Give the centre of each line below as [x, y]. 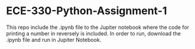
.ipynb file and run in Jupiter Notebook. [54, 40]
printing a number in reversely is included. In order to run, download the [94, 33]
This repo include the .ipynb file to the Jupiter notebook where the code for [98, 27]
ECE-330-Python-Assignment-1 [87, 11]
